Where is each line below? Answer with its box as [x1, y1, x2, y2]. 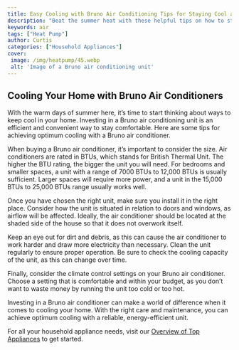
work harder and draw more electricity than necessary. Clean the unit [7, 240, 211, 249]
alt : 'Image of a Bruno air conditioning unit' [10, 63, 154, 70]
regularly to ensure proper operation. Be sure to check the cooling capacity [7, 248, 228, 257]
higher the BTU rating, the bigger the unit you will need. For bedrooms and [7, 160, 225, 169]
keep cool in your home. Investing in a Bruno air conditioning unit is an [7, 116, 213, 124]
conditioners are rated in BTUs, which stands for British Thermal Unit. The [7, 152, 224, 161]
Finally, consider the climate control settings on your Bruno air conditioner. [7, 270, 225, 278]
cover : [7, 51, 27, 58]
